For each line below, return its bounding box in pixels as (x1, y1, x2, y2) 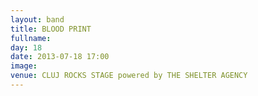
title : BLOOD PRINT (10, 24, 92, 34)
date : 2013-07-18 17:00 (10, 52, 110, 62)
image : (10, 61, 38, 71)
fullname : (10, 33, 52, 43)
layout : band (10, 14, 65, 25)
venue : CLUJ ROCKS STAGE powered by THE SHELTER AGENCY (10, 71, 248, 81)
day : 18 (10, 42, 43, 53)
